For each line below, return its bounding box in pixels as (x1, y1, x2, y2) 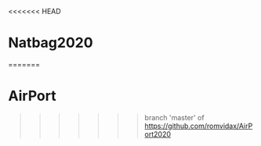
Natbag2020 (8, 34, 93, 52)
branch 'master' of (144, 112, 205, 122)
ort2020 (144, 129, 171, 139)
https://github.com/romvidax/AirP (144, 121, 253, 130)
